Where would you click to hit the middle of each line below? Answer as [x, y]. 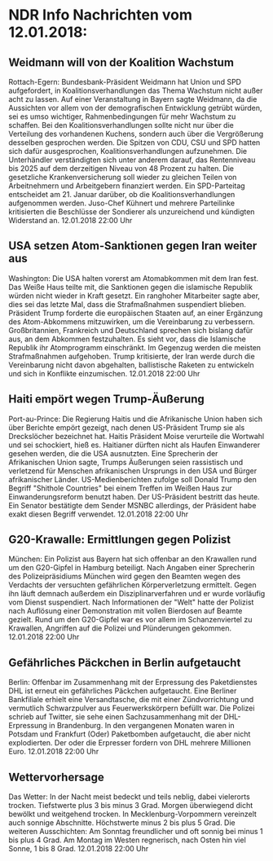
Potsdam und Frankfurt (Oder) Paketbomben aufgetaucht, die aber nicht [130, 734]
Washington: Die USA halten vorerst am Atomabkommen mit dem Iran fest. [134, 278]
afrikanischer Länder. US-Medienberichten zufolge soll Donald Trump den [132, 479]
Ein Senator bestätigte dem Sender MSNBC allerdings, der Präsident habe [132, 505]
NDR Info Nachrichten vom [101, 15]
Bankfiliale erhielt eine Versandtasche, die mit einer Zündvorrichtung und [131, 700]
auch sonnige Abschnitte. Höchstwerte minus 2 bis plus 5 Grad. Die [122, 823]
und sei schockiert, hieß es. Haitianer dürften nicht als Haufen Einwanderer [134, 445]
